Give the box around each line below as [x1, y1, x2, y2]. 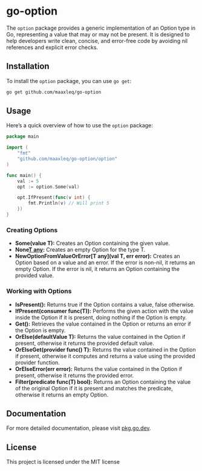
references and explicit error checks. [6, 44, 99, 51]
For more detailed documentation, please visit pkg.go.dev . [6, 424, 151, 432]
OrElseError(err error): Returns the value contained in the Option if [15, 365, 183, 372]
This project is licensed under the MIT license [6, 458, 120, 466]
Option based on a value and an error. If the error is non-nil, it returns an [15, 259, 195, 266]
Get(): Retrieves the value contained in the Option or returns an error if [15, 320, 192, 327]
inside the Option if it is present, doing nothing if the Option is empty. [15, 313, 187, 321]
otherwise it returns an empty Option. [15, 391, 109, 398]
